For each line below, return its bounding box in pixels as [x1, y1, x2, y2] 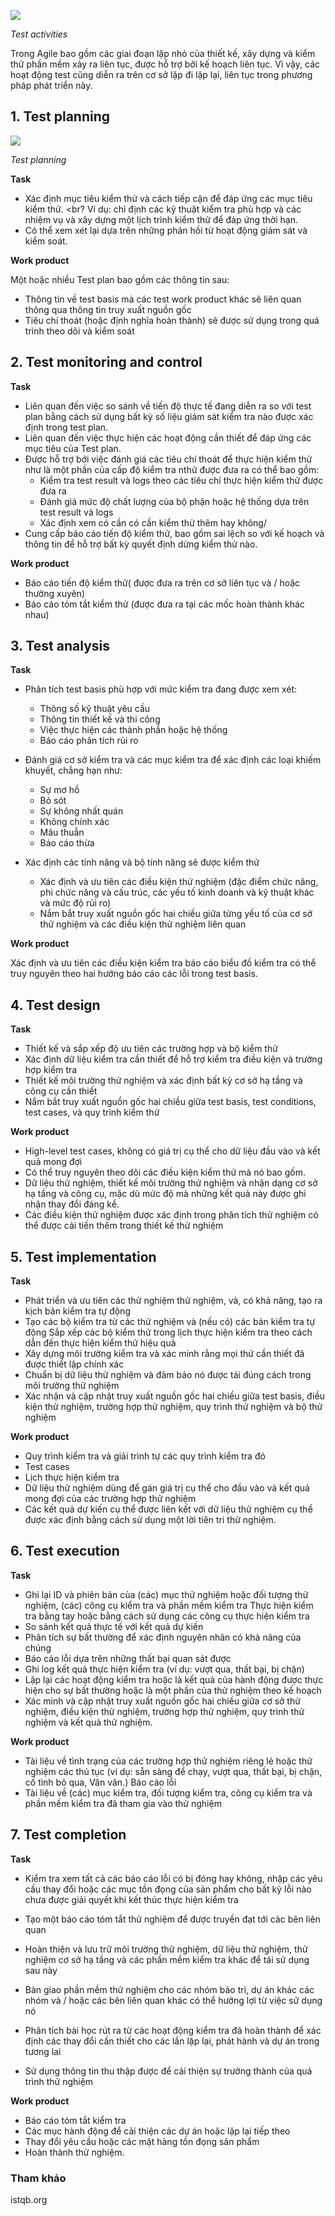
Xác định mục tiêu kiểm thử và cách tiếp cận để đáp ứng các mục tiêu [24, 192, 313, 204]
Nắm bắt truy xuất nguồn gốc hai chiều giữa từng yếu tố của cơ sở [39, 908, 313, 920]
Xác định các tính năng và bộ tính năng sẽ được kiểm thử [24, 856, 260, 869]
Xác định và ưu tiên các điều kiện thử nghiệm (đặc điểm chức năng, [39, 876, 319, 888]
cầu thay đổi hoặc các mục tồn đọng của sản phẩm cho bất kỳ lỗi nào [24, 1883, 312, 1895]
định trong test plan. [24, 421, 109, 433]
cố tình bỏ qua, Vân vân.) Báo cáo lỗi [24, 1776, 177, 1788]
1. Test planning [10, 108, 111, 125]
